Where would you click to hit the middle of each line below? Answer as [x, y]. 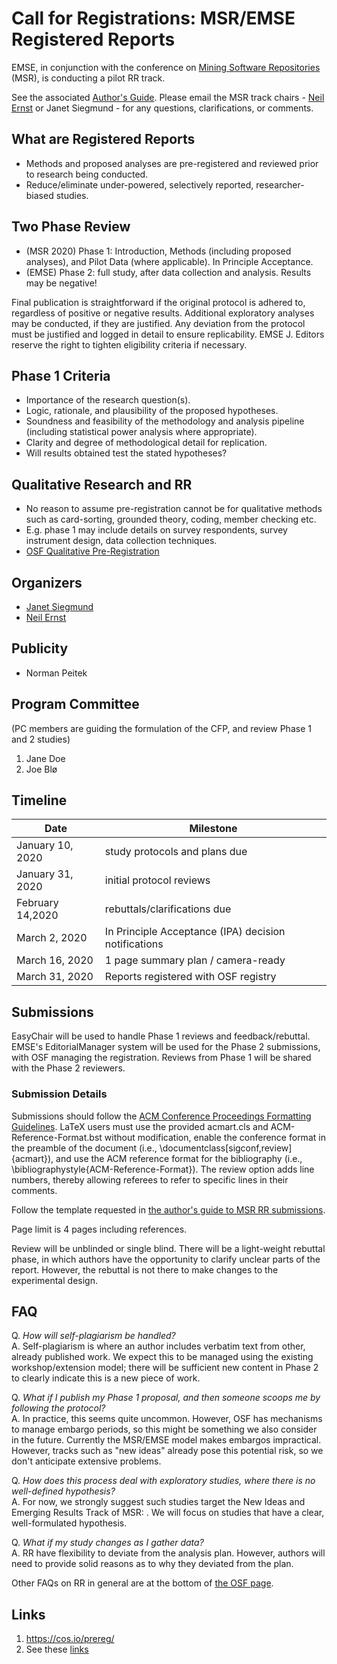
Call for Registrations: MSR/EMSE [153, 18]
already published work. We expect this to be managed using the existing [162, 1357]
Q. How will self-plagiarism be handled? [93, 1336]
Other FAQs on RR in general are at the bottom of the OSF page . [142, 1583]
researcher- [280, 184]
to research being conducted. [87, 174]
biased [39, 195]
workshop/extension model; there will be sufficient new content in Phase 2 [165, 1368]
